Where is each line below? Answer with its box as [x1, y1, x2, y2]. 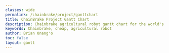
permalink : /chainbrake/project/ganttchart [5, 12, 99, 17]
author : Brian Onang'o [5, 31, 53, 36]
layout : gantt [5, 40, 35, 45]
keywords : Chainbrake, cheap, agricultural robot [5, 26, 112, 31]
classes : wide [5, 7, 35, 13]
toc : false [5, 36, 28, 41]
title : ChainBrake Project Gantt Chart [5, 17, 90, 22]
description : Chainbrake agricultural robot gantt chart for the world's [5, 21, 164, 27]
